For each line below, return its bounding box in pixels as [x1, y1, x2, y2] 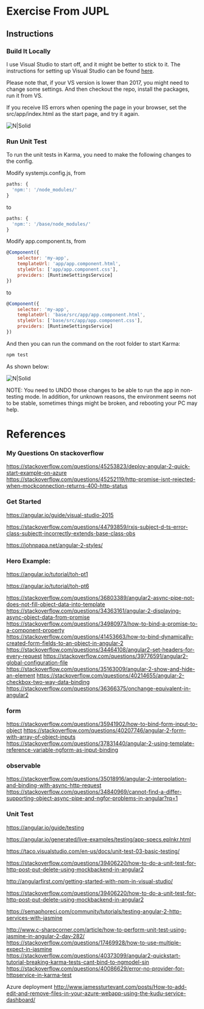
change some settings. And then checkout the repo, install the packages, [6, 85, 190, 93]
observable [6, 761, 41, 770]
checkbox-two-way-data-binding [6, 678, 90, 685]
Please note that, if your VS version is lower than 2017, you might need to [6, 79, 189, 86]
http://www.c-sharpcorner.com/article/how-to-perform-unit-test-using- [6, 925, 187, 933]
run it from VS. [6, 91, 43, 99]
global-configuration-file [6, 658, 68, 666]
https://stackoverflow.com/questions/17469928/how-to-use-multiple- [6, 939, 181, 946]
